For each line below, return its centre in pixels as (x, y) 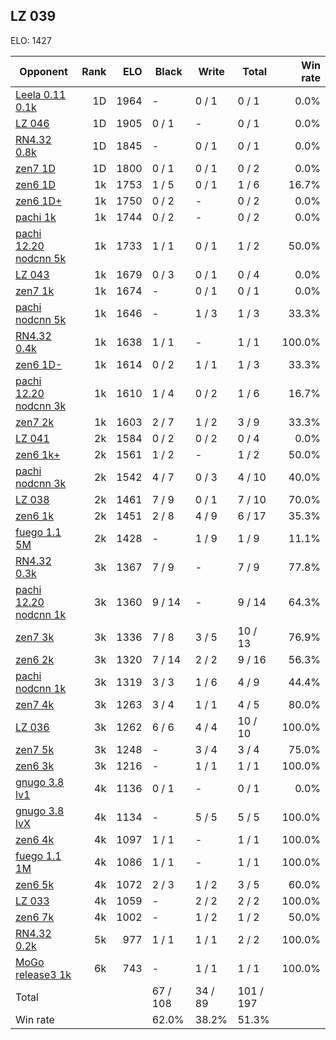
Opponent (43, 71)
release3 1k (43, 974)
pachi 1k (36, 217)
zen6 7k (35, 917)
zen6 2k (35, 659)
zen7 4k (35, 704)
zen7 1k (35, 291)
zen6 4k (35, 839)
